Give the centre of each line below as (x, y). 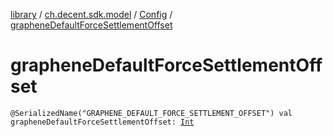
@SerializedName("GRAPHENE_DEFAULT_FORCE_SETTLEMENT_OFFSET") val (151, 113)
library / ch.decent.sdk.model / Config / (91, 14)
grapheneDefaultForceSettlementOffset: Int (102, 122)
